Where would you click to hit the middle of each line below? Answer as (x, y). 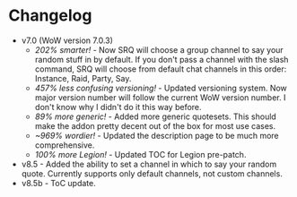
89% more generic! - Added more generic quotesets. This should (156, 116)
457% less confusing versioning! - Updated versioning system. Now (161, 88)
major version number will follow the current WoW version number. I (160, 97)
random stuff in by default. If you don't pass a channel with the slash (162, 59)
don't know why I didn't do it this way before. (118, 107)
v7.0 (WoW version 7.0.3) (67, 40)
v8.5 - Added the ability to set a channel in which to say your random (149, 164)
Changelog (50, 16)
